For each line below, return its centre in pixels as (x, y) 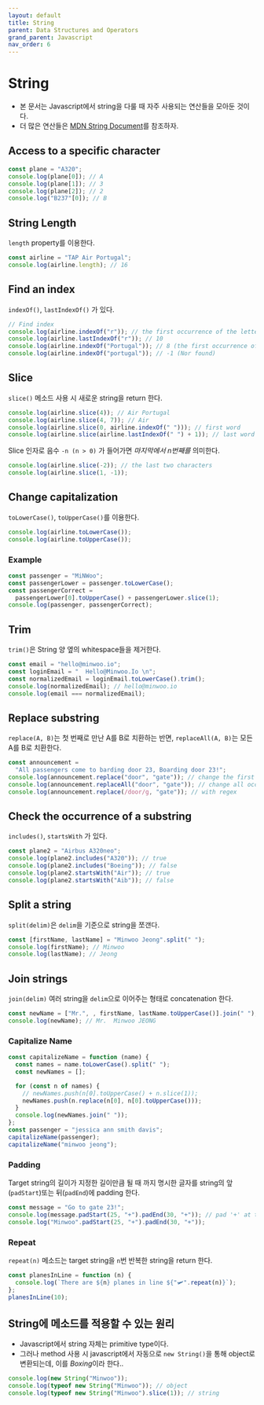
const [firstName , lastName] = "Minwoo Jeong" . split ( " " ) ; (107, 940)
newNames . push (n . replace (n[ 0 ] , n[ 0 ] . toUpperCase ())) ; (112, 1101)
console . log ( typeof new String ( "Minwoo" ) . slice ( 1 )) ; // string (114, 1393)
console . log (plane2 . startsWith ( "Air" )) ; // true (89, 873)
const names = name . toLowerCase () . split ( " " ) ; (93, 1065)
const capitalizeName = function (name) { (79, 1058)
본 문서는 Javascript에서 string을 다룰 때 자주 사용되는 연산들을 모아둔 (127, 106)
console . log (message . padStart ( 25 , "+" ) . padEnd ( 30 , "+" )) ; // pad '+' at (130, 1215)
